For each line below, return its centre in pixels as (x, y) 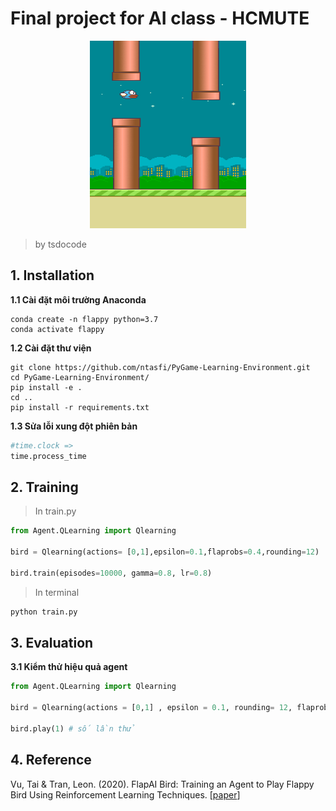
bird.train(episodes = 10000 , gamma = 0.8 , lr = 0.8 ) (111, 573)
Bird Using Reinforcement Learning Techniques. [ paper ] (125, 794)
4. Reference (51, 760)
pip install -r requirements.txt (80, 407)
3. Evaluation (52, 642)
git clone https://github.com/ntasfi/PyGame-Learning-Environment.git (160, 367)
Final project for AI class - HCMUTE (160, 18)
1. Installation (52, 275)
